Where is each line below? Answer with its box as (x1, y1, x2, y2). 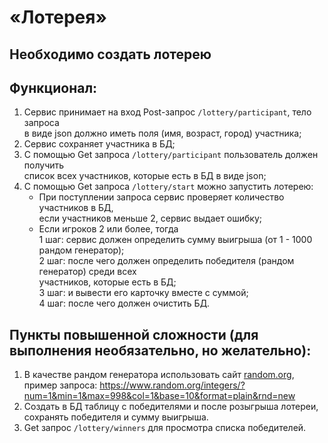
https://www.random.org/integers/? (99, 379, 246, 391)
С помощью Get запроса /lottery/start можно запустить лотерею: (23, 181, 314, 193)
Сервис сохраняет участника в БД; (23, 138, 176, 150)
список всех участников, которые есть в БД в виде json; (23, 170, 267, 182)
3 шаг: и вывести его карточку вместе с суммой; (38, 287, 249, 299)
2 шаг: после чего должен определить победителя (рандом (38, 255, 295, 267)
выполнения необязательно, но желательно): (9, 342, 312, 359)
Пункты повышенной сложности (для (9, 326, 259, 343)
